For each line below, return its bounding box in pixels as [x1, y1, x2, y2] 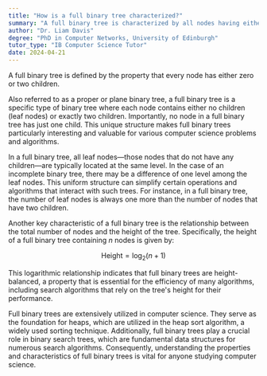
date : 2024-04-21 [8, 49, 66, 57]
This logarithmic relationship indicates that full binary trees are [8, 268, 213, 277]
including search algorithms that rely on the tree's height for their [8, 284, 222, 295]
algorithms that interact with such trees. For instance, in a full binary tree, [8, 186, 248, 195]
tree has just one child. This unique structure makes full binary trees [8, 120, 231, 129]
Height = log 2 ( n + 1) [101, 251, 166, 262]
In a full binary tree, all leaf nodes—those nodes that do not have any [8, 152, 234, 162]
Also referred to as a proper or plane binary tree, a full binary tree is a [8, 95, 236, 104]
